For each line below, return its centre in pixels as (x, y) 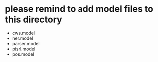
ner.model (23, 38)
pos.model (23, 54)
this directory (34, 19)
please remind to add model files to (79, 9)
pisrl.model (24, 49)
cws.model (24, 33)
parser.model (26, 43)
